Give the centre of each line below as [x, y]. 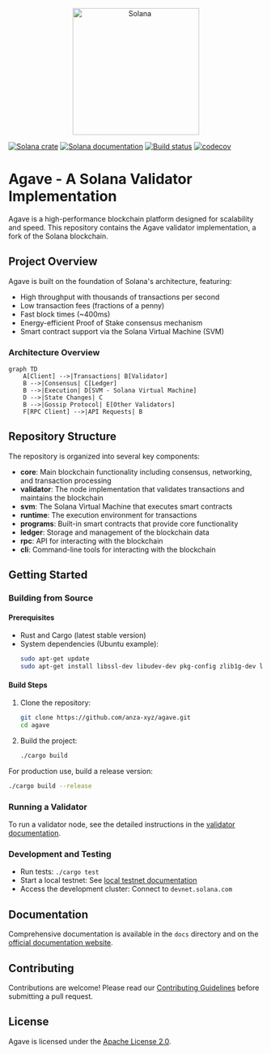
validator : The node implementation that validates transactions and [132, 489]
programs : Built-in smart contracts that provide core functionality [129, 523]
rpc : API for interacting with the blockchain [91, 540]
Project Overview [53, 262]
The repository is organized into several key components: [104, 456]
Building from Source [51, 598]
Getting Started [48, 575]
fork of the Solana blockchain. [59, 236]
